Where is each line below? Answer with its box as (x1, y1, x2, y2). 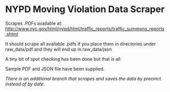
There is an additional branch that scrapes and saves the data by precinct (5, 75, 161, 81)
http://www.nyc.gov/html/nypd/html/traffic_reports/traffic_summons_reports (5, 25, 165, 31)
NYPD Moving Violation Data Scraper (5, 4, 165, 15)
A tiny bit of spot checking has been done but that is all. (5, 56, 122, 62)
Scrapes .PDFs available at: (5, 20, 62, 26)
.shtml (5, 31, 18, 37)
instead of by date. (5, 81, 45, 87)
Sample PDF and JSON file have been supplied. (5, 66, 105, 72)
